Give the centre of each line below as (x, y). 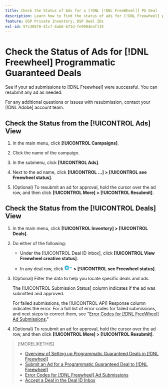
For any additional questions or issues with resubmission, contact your (78, 102)
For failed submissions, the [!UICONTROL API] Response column (79, 303)
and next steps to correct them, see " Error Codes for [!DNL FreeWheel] (85, 314)
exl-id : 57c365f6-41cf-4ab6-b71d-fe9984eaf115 (54, 27)
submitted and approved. (38, 293)
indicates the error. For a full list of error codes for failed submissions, (84, 308)
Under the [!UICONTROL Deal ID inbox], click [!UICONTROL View (87, 253)
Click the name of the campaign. (46, 153)
